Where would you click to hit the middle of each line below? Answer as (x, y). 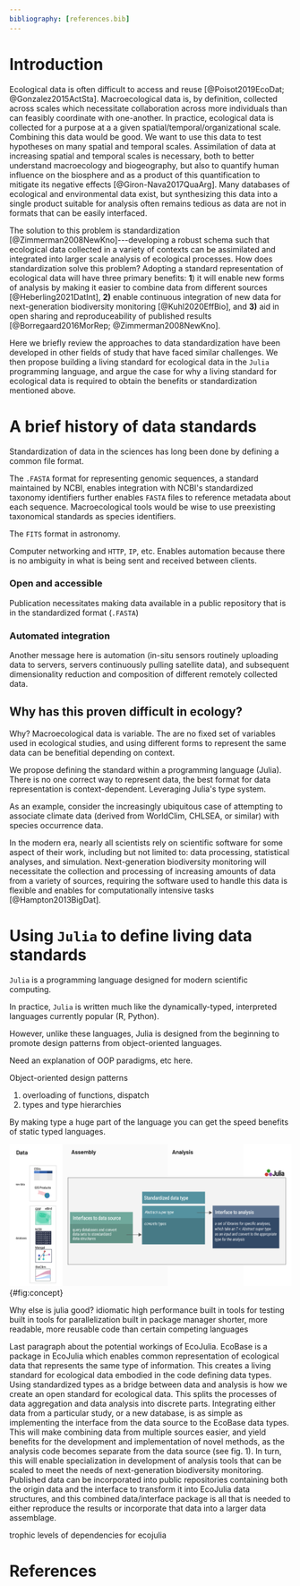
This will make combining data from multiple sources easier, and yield (138, 1432)
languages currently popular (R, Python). (84, 1016)
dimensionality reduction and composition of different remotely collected (143, 674)
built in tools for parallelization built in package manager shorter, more (139, 1320)
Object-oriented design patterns (69, 1077)
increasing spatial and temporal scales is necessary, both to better (132, 156)
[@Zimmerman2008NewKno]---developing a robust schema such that (140, 240)
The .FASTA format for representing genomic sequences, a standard (134, 478)
